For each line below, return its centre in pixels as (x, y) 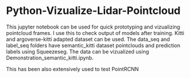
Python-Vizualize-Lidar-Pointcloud (93, 11)
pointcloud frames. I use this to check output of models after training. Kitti (95, 33)
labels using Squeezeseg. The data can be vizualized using (78, 51)
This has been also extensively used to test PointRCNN (72, 69)
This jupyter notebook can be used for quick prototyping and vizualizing (93, 27)
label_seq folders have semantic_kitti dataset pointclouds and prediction (93, 45)
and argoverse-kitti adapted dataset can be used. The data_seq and (88, 39)
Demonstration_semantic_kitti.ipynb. (50, 58)
